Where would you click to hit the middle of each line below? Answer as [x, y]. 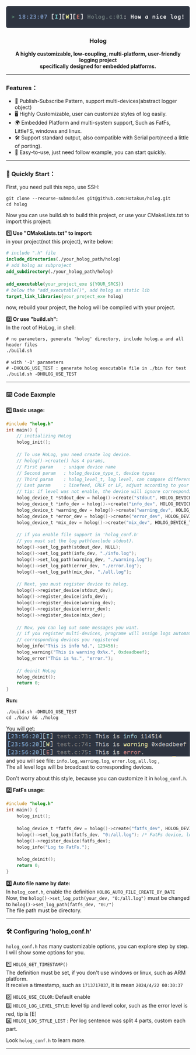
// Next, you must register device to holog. [73, 584]
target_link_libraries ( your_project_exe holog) [65, 296]
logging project [98, 60]
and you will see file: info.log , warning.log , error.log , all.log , [83, 761]
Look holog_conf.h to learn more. [46, 1040]
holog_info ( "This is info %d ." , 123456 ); [67, 646]
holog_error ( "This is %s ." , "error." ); [65, 658]
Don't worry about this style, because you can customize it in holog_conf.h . [97, 779]
